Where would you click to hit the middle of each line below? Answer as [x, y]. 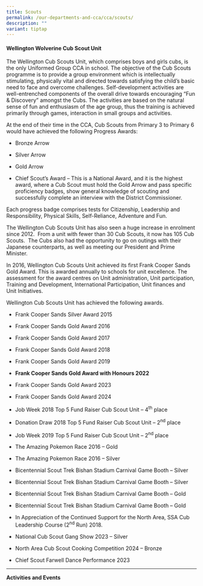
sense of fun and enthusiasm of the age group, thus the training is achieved [101, 107]
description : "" [27, 23]
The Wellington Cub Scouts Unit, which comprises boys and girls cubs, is [97, 62]
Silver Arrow [31, 155]
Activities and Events [34, 578]
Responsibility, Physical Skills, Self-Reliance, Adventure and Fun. [87, 216]
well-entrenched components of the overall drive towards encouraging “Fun [101, 94]
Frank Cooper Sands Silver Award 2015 [64, 315]
